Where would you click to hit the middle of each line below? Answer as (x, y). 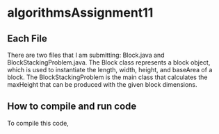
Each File (27, 39)
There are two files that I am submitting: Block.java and (86, 55)
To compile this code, (38, 123)
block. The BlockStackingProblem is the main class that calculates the (107, 77)
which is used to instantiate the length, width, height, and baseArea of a (110, 70)
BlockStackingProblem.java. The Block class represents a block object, (109, 62)
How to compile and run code (72, 107)
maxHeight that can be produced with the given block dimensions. (102, 84)
